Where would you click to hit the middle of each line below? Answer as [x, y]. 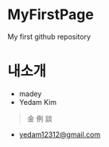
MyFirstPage [51, 15]
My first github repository [49, 37]
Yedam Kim [38, 102]
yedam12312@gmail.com [60, 134]
